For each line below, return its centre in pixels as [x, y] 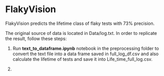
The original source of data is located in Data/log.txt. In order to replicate [81, 33]
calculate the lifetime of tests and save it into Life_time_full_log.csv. [83, 59]
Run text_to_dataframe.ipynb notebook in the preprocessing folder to [86, 48]
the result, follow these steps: [36, 39]
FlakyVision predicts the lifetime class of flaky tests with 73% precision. [80, 23]
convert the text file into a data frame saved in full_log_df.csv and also [86, 54]
